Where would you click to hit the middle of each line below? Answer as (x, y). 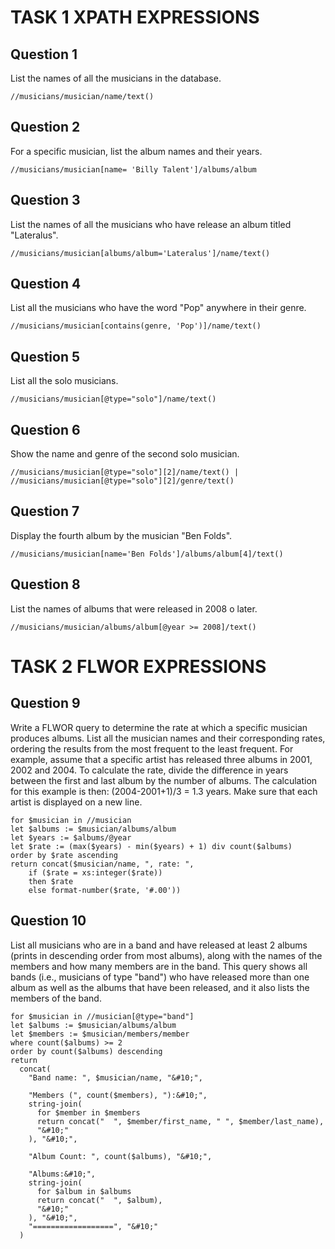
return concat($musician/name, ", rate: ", (102, 864)
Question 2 (45, 127)
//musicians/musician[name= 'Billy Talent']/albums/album (133, 169)
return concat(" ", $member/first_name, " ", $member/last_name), (180, 1121)
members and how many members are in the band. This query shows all (159, 966)
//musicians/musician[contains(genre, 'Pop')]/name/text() (136, 326)
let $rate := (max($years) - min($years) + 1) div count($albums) (151, 846)
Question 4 (46, 284)
